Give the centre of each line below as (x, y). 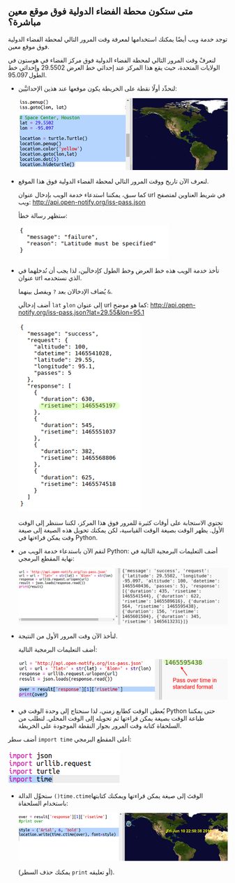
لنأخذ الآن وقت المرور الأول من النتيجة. (68, 636)
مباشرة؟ (24, 23)
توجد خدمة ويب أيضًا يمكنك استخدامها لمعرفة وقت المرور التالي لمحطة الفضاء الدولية (118, 39)
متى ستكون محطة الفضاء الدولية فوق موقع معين (100, 11)
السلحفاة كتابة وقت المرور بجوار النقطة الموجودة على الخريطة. (100, 726)
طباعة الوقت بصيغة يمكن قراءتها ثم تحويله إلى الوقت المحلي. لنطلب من (111, 719)
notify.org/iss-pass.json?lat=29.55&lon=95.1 (81, 312)
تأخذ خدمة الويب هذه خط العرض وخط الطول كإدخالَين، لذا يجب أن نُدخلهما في (119, 270)
